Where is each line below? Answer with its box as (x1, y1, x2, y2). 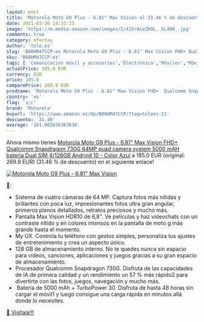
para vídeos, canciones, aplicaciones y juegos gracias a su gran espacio (15, 252, 197, 259)
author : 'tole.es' (6, 43, 53, 49)
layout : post (6, 9, 39, 15)
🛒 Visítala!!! (6, 309, 35, 317)
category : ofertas (6, 37, 53, 43)
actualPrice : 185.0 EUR (6, 65, 67, 72)
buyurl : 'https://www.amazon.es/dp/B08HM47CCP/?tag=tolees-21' (6, 111, 170, 117)
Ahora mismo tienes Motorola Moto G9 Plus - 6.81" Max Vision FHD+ (6, 139, 178, 146)
